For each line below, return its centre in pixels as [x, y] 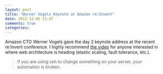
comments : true [20, 23]
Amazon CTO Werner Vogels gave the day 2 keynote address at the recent [80, 42]
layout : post [18, 10]
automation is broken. [39, 67]
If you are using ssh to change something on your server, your [80, 62]
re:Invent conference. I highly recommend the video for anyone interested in [81, 47]
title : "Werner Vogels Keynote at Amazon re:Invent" [60, 14]
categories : [17, 28]
